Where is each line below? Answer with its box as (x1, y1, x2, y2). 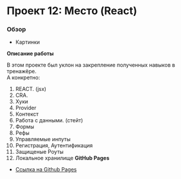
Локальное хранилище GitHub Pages (15, 155, 110, 162)
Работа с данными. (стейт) (15, 117, 84, 124)
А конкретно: (7, 74, 40, 81)
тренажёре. (7, 68, 37, 75)
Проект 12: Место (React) (7, 4, 138, 18)
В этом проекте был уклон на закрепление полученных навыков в (7, 61, 176, 69)
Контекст (15, 110, 39, 118)
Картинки (15, 38, 40, 45)
